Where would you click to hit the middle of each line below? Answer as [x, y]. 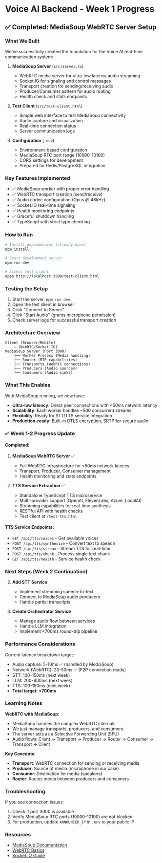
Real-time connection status [48, 126]
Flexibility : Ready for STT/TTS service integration [62, 415]
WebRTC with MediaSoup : [32, 714]
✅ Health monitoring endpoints [43, 211]
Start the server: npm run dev [41, 300]
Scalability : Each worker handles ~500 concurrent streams [72, 410]
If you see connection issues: [35, 802]
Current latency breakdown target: [40, 655]
